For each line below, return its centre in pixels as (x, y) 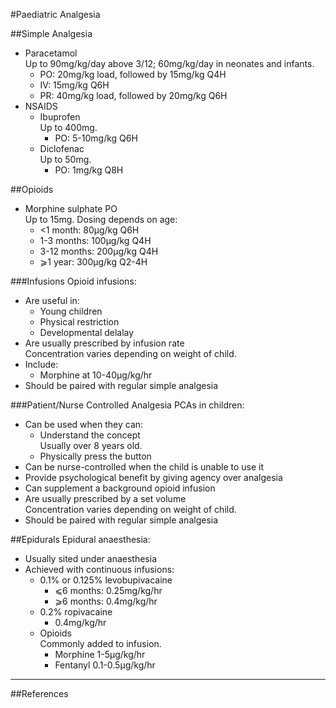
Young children (71, 311)
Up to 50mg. (65, 159)
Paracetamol (51, 53)
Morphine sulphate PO (71, 208)
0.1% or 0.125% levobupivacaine (106, 580)
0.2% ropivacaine (76, 612)
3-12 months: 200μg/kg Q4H (99, 251)
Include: (41, 364)
